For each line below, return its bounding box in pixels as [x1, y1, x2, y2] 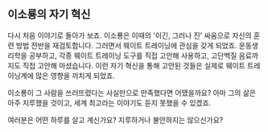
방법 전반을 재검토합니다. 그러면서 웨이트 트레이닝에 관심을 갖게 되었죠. [15, 40, 237, 50]
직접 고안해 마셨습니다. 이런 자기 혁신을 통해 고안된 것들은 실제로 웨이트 [22, 60, 246, 70]
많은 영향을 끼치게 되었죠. [35, 71, 115, 80]
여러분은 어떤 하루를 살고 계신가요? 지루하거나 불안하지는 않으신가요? [7, 115, 224, 125]
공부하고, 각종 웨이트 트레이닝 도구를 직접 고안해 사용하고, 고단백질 [28, 51, 237, 60]
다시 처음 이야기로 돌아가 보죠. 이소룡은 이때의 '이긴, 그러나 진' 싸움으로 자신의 [7, 31, 252, 40]
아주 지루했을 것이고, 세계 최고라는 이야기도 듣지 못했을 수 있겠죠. [7, 97, 212, 107]
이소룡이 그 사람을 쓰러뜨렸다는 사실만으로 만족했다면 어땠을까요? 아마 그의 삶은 [7, 88, 257, 97]
